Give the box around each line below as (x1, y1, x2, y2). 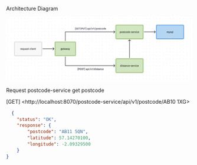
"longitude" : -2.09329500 (27, 141, 91, 147)
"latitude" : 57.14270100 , (27, 135, 91, 141)
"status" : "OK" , (17, 116, 57, 123)
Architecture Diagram (6, 5, 58, 12)
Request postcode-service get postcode (6, 87, 104, 94)
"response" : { (17, 123, 51, 128)
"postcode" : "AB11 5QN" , (27, 129, 88, 135)
